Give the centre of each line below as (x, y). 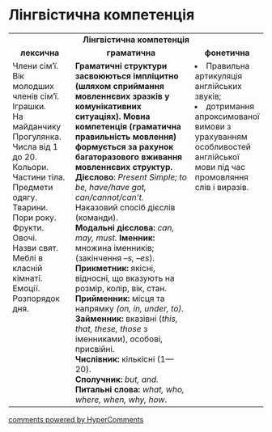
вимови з (213, 126)
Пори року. (34, 218)
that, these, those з (111, 328)
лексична (40, 53)
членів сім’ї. (36, 96)
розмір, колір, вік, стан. (121, 288)
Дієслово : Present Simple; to (131, 177)
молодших (33, 86)
